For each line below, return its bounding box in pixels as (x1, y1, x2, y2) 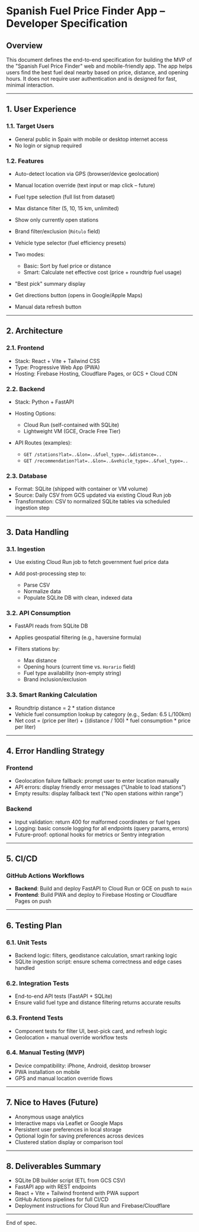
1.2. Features (6, 156, 44, 165)
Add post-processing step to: (14, 569, 87, 577)
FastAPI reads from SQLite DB (14, 622, 88, 629)
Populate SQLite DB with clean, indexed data (23, 594, 133, 601)
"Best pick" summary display (14, 280, 86, 287)
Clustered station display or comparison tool (14, 1138, 123, 1145)
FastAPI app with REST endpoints (14, 1183, 97, 1190)
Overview (6, 40, 43, 51)
